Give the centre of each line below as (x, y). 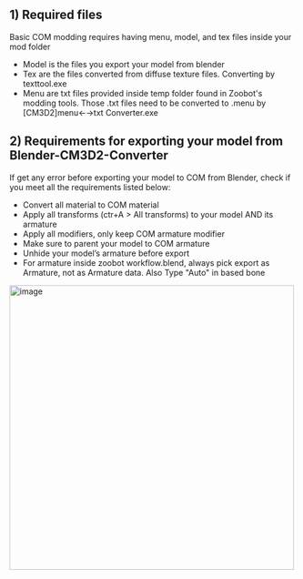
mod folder (30, 46)
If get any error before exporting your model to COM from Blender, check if (150, 178)
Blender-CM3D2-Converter (89, 155)
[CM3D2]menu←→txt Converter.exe (91, 112)
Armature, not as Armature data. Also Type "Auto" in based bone (144, 272)
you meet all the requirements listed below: (90, 187)
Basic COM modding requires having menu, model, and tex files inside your (151, 36)
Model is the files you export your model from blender (124, 64)
